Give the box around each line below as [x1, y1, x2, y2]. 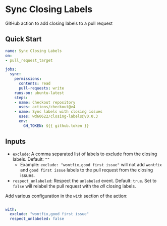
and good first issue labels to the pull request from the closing [20, 167, 153, 173]
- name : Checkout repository [14, 100, 76, 105]
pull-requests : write [18, 85, 65, 91]
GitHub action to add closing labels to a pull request [5, 20, 113, 26]
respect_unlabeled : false [10, 216, 65, 221]
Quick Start [5, 35, 42, 43]
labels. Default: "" [12, 156, 50, 162]
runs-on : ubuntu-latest [14, 90, 65, 96]
